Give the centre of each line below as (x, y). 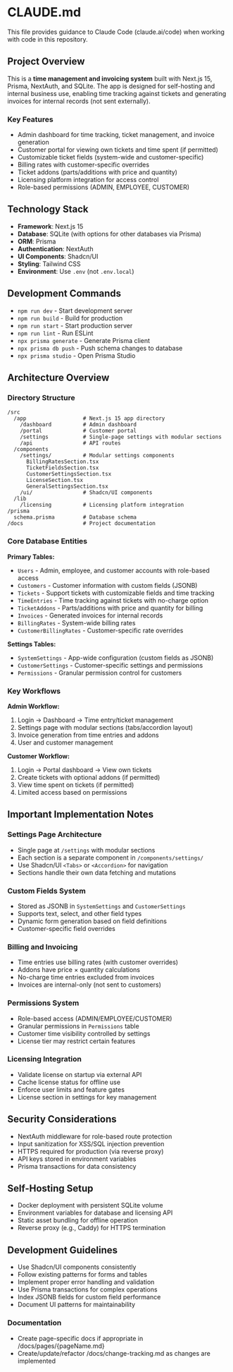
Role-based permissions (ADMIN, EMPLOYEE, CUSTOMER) (103, 187)
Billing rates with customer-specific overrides (83, 165)
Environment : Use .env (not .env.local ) (76, 271)
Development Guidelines (63, 1250)
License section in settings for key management (87, 1097)
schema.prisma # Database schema (75, 517)
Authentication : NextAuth (55, 248)
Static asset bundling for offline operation (78, 1220)
